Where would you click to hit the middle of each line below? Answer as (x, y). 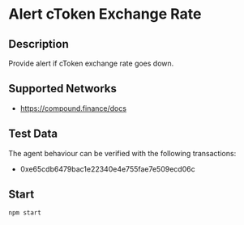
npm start (25, 213)
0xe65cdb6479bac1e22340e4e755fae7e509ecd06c (108, 169)
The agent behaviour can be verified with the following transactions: (122, 153)
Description (39, 44)
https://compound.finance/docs (73, 108)
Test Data (33, 134)
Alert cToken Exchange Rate (105, 14)
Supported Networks (63, 89)
